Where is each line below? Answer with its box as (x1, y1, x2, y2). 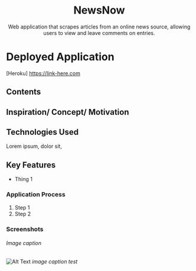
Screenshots (6, 225, 44, 233)
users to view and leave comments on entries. (43, 29, 155, 36)
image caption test (32, 258, 78, 265)
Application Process (6, 191, 66, 199)
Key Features (6, 160, 56, 170)
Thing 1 (14, 176, 32, 183)
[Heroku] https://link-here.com (6, 69, 81, 77)
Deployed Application (6, 50, 115, 64)
